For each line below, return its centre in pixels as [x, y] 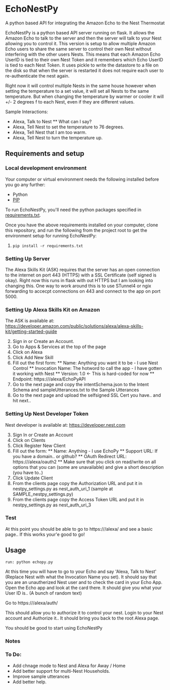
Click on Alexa [28, 352]
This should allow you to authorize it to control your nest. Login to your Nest [84, 612]
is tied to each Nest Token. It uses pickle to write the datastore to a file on [82, 65]
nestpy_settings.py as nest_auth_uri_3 [52, 505]
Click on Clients [29, 440]
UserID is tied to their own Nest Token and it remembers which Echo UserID [84, 59]
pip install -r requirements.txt [48, 246]
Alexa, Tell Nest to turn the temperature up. [57, 137]
